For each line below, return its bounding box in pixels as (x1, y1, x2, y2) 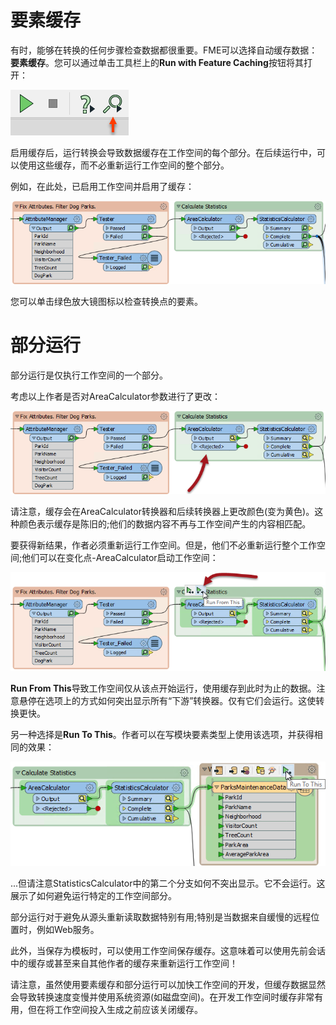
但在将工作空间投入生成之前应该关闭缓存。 (27, 1004, 203, 1016)
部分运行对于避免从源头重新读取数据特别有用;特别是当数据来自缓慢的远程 (10, 911, 312, 923)
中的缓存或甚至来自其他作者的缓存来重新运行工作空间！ (10, 957, 238, 970)
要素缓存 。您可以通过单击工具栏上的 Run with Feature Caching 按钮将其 (10, 56, 304, 68)
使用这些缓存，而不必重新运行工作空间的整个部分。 (18, 159, 230, 171)
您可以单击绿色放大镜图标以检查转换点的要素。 (10, 295, 203, 307)
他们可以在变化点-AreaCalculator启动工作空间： (21, 551, 219, 563)
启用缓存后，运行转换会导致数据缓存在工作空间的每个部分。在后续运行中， (10, 146, 317, 158)
